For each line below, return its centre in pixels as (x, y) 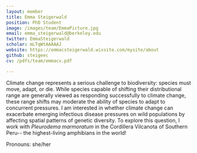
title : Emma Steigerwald (36, 17)
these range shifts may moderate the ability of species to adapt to (86, 101)
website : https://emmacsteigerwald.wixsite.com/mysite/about (83, 50)
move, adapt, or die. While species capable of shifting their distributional (94, 89)
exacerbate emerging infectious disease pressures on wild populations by (96, 114)
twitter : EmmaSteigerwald (38, 39)
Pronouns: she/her (29, 144)
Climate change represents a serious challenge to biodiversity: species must (98, 82)
